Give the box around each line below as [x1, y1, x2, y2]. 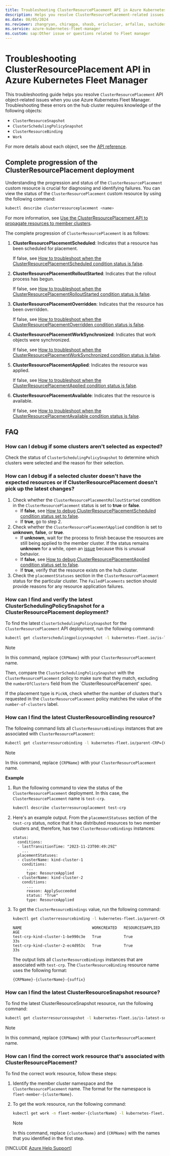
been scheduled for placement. [12, 245, 78, 252]
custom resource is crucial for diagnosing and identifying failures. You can [5, 185, 160, 191]
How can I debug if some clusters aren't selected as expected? [5, 443, 163, 450]
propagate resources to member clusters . [5, 220, 92, 226]
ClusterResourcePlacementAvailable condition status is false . [12, 413, 140, 419]
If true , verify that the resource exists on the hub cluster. [20, 567, 138, 573]
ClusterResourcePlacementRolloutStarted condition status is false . [12, 291, 151, 297]
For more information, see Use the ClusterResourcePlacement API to [5, 214, 148, 221]
